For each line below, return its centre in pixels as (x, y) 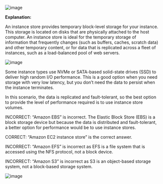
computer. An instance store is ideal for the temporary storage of (71, 37)
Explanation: (18, 17)
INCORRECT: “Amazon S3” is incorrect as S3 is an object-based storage (78, 161)
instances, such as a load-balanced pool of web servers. (63, 53)
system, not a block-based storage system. (49, 167)
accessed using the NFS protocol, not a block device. (59, 152)
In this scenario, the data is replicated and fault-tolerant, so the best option (81, 97)
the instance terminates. (29, 88)
